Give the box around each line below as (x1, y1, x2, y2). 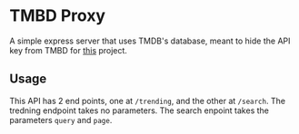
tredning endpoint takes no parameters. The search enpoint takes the (9, 105, 270, 116)
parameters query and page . (9, 114, 113, 125)
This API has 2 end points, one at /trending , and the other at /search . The (9, 95, 286, 106)
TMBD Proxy (9, 5, 106, 26)
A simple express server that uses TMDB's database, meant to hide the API (9, 35, 291, 46)
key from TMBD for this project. (9, 44, 127, 55)
